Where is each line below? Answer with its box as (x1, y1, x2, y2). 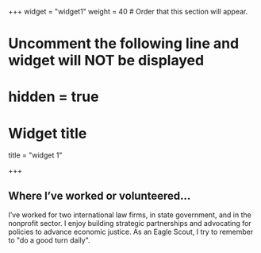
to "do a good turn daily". (8, 235, 90, 245)
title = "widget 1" (8, 150, 63, 160)
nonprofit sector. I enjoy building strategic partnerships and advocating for (8, 219, 251, 228)
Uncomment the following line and (8, 35, 240, 53)
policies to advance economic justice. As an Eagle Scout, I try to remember (8, 227, 254, 237)
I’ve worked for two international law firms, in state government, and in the (8, 210, 251, 220)
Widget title (8, 124, 87, 142)
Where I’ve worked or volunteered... (8, 189, 191, 202)
